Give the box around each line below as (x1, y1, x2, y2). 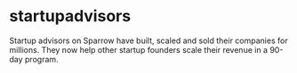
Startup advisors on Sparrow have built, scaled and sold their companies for (9, 35, 288, 46)
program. (25, 54, 60, 64)
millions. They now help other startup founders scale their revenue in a (9, 44, 269, 55)
